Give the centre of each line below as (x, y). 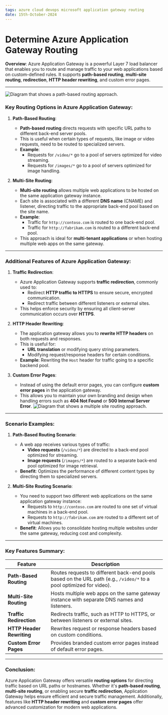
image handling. (44, 171)
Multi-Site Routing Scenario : (42, 486)
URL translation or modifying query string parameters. (83, 349)
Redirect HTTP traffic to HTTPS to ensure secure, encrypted (90, 293)
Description (105, 564)
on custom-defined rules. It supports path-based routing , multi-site (76, 75)
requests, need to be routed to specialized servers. (72, 144)
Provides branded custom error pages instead (105, 643)
